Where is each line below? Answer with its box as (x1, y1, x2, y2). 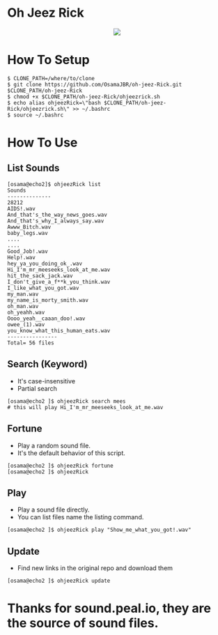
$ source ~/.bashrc (7, 112, 64, 118)
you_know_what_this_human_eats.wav (7, 327, 111, 334)
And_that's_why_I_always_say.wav (7, 217, 104, 224)
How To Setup (7, 52, 90, 68)
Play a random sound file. (17, 441, 91, 450)
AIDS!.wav (7, 205, 36, 212)
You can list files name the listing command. (17, 513, 144, 521)
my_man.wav (7, 291, 39, 298)
